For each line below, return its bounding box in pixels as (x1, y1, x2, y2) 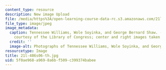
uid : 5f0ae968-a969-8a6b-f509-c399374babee (5, 58, 96, 63)
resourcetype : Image (5, 48, 48, 53)
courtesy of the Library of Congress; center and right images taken (14, 35, 161, 40)
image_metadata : (5, 26, 39, 31)
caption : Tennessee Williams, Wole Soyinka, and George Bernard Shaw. (9, 30, 158, 35)
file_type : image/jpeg (5, 21, 52, 26)
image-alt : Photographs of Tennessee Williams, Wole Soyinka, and (9, 44, 149, 49)
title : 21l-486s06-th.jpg (5, 53, 58, 58)
